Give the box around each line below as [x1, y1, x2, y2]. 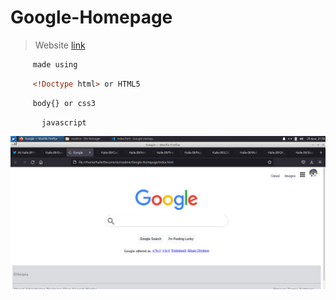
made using [32, 59, 78, 70]
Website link [34, 39, 86, 51]
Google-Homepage [10, 6, 173, 29]
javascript [41, 117, 87, 128]
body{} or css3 [32, 98, 97, 108]
